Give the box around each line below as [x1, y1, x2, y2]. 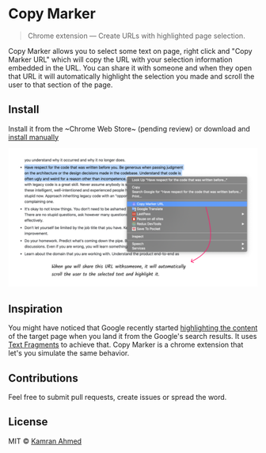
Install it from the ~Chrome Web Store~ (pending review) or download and [8, 124, 251, 133]
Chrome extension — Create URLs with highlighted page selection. [27, 31, 245, 40]
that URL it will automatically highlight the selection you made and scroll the [8, 71, 255, 81]
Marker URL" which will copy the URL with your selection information [8, 55, 233, 64]
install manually [8, 132, 59, 142]
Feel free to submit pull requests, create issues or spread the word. [8, 392, 227, 402]
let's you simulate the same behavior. [8, 348, 130, 358]
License [8, 415, 48, 428]
